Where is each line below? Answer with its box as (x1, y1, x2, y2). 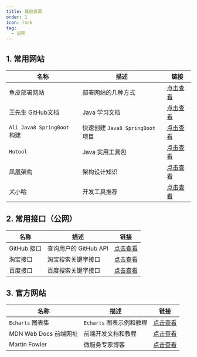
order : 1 (6, 14, 28, 20)
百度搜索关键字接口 (47, 266, 101, 274)
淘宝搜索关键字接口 (47, 255, 101, 263)
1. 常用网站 (6, 54, 45, 64)
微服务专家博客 (83, 341, 125, 349)
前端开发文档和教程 (83, 329, 137, 338)
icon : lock (6, 19, 33, 25)
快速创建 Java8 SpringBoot (81, 124, 156, 132)
